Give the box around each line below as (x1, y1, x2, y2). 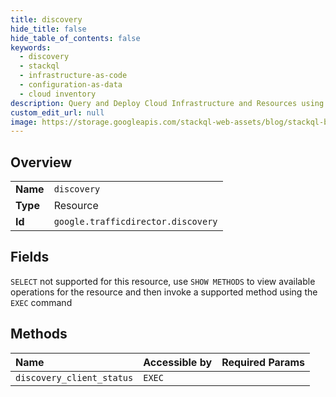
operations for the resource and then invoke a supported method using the (10, 286, 318, 298)
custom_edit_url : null (10, 107, 105, 118)
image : (10, 117, 38, 127)
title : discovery (10, 14, 83, 25)
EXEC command (10, 296, 73, 308)
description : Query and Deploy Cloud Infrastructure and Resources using (10, 98, 325, 108)
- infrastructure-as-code (19, 71, 128, 81)
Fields (10, 249, 50, 266)
